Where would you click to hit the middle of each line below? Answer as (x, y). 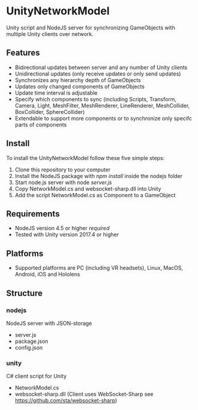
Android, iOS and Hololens (48, 275)
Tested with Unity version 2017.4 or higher (67, 234)
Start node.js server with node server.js (63, 182)
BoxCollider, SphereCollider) (50, 111)
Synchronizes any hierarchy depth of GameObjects (78, 80)
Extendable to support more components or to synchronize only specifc (103, 118)
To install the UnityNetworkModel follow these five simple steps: (86, 158)
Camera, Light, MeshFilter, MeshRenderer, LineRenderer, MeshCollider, (102, 105)
